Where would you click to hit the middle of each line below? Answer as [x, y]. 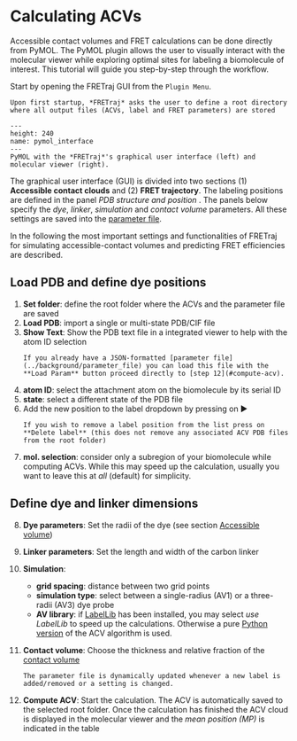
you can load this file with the [207, 365]
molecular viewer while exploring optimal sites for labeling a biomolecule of [147, 59]
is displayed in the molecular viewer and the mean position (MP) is [144, 719]
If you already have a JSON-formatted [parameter [116, 358]
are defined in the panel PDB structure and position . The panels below [139, 199]
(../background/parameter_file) [82, 365]
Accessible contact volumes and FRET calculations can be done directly [141, 41]
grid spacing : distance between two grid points [123, 586]
